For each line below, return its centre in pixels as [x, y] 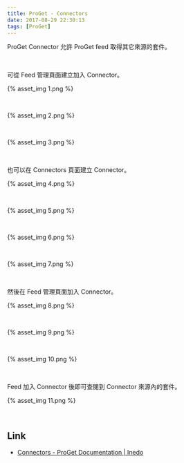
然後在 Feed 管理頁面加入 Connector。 [62, 292]
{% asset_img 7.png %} [40, 264]
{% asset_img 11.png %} [42, 401]
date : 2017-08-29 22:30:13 [46, 20]
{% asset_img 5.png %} [41, 211]
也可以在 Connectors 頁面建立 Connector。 [69, 170]
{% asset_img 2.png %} [41, 115]
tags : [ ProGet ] [29, 26]
